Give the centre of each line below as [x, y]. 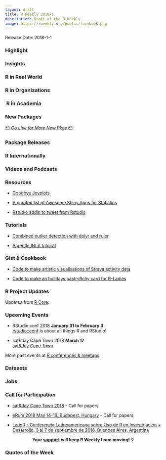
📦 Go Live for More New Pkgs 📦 [39, 128]
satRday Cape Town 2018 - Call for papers [55, 406]
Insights [15, 64]
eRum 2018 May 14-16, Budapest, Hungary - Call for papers [73, 415]
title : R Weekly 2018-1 [30, 14]
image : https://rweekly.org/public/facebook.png [56, 23]
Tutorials [16, 225]
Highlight [17, 50]
